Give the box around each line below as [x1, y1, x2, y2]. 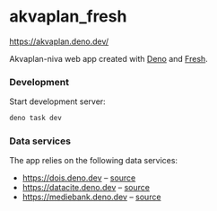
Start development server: [9, 96, 106, 107]
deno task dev [9, 114, 63, 123]
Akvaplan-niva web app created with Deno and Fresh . [9, 53, 208, 64]
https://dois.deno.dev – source [22, 172, 136, 183]
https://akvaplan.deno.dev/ [9, 36, 109, 47]
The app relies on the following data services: [9, 155, 178, 166]
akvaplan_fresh [9, 6, 127, 27]
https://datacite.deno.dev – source [22, 182, 151, 193]
